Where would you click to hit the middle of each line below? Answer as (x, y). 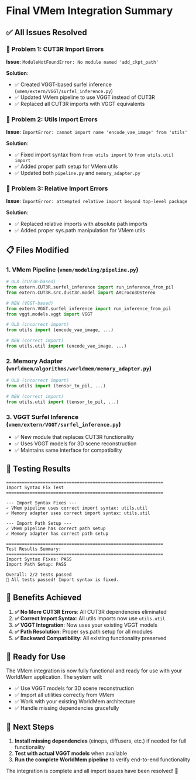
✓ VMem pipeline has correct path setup (56, 528)
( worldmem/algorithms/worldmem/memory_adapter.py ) (79, 368)
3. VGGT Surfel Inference (42, 417)
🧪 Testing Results (39, 469)
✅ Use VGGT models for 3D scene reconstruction (74, 688)
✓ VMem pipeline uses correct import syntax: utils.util (77, 508)
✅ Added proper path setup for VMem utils (66, 166)
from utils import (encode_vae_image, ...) (60, 330)
